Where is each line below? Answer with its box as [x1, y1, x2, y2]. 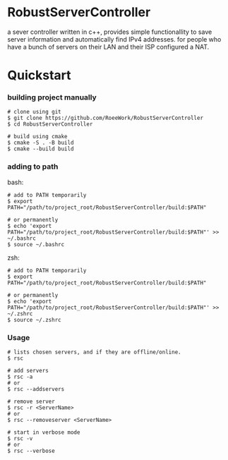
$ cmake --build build [7, 145, 74, 152]
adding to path [7, 162, 59, 171]
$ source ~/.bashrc [7, 241, 65, 248]
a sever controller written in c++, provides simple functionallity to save [7, 28, 212, 36]
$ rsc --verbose [7, 447, 55, 455]
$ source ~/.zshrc [7, 316, 61, 323]
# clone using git [7, 109, 61, 116]
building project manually [7, 92, 97, 102]
